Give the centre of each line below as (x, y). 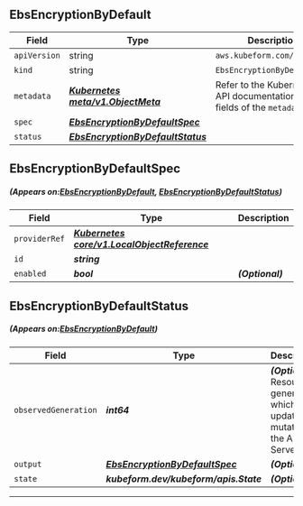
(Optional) (260, 274)
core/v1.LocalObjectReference (141, 244)
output (28, 464)
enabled (30, 274)
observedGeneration (55, 410)
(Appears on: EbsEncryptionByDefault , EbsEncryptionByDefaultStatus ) (146, 191)
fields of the (240, 107)
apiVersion (37, 55)
